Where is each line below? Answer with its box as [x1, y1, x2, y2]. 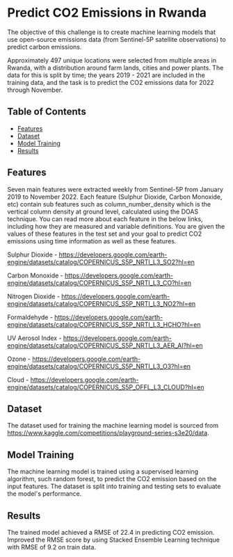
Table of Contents [7, 106, 87, 118]
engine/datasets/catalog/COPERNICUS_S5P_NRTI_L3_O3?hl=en [7, 362, 191, 370]
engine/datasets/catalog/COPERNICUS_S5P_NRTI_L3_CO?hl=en [7, 278, 191, 286]
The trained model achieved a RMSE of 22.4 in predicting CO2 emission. [7, 528, 215, 536]
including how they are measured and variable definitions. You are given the [7, 222, 225, 230]
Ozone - [7, 355, 31, 363]
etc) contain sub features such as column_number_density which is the [7, 200, 211, 208]
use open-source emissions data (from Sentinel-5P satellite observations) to [7, 35, 226, 43]
